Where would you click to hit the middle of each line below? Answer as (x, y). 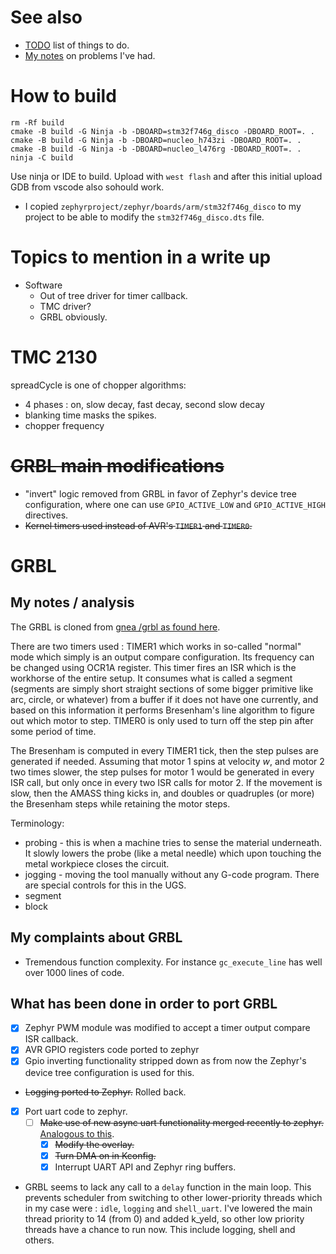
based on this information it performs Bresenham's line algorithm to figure (162, 710)
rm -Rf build (37, 122)
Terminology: (37, 823)
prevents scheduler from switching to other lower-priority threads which (173, 1197)
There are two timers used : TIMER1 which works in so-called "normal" (156, 646)
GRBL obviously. (73, 317)
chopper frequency (64, 425)
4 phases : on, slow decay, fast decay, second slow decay (144, 404)
